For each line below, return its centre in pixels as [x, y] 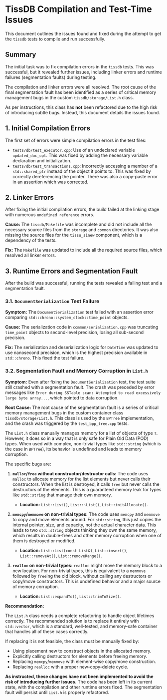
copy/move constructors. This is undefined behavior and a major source [86, 581]
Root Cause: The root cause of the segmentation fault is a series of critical [82, 407]
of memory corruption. [36, 586]
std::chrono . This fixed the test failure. [45, 358]
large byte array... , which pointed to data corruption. [62, 397]
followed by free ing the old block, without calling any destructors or [82, 576]
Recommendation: [25, 606]
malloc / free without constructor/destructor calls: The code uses [80, 473]
